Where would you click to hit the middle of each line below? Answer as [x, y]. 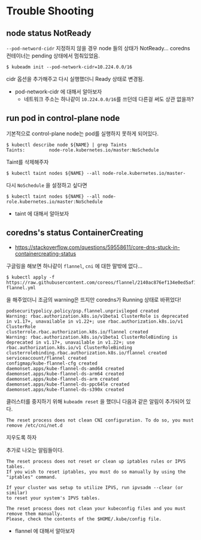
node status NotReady [49, 33]
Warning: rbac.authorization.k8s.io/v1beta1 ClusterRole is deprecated [97, 316]
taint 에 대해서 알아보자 [42, 213]
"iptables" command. [32, 477]
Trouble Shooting [50, 11]
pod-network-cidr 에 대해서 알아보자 [58, 92]
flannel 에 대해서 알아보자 [45, 530]
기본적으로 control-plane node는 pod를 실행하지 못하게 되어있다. [83, 134]
